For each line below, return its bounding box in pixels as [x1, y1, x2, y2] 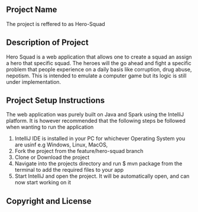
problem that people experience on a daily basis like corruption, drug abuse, [6, 66, 192, 73]
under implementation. [6, 78, 61, 85]
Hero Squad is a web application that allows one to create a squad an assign [6, 53, 192, 60]
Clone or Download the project [14, 154, 90, 161]
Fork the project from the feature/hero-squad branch [14, 148, 144, 155]
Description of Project [6, 38, 89, 48]
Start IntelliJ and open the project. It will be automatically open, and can [14, 172, 190, 180]
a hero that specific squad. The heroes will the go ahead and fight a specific [6, 59, 192, 67]
